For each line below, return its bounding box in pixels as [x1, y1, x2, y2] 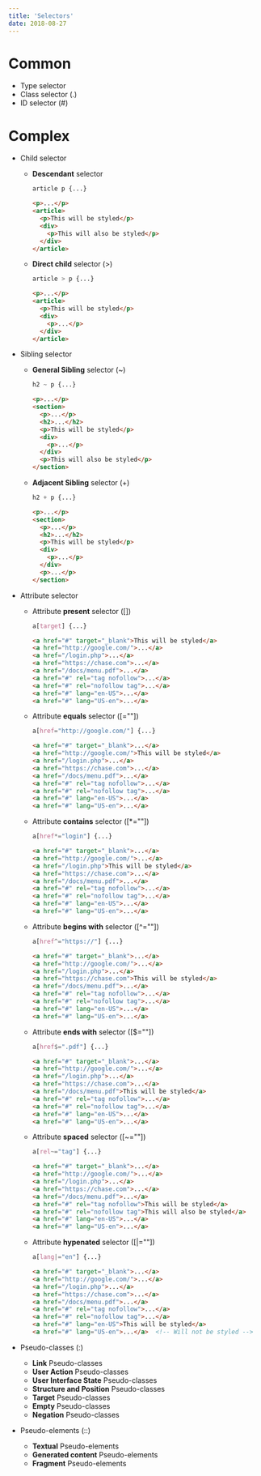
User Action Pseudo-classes [32, 1367, 129, 1376]
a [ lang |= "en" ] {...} [32, 1253, 102, 1261]
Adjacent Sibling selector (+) [32, 478, 130, 487]
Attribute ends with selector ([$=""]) [32, 1026, 154, 1037]
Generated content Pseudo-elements [32, 1449, 158, 1459]
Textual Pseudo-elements [32, 1441, 120, 1451]
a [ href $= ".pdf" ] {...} [32, 1043, 109, 1051]
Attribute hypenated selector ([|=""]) [32, 1237, 155, 1248]
